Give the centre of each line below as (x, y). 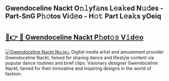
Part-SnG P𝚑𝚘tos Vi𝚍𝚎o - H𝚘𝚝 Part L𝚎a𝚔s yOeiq (83, 16)
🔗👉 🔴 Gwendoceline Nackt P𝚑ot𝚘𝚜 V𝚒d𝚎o (74, 37)
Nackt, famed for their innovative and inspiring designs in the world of (78, 68)
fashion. (14, 74)
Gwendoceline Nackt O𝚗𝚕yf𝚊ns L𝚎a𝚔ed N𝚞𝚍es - (84, 8)
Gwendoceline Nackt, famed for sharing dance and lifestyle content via (80, 57)
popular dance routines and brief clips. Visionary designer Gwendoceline (82, 63)
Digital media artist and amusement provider (117, 52)
